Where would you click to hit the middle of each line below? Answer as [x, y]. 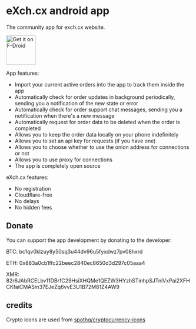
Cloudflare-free [34, 195]
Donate [20, 226]
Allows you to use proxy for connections [64, 159]
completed [28, 128]
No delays [27, 201]
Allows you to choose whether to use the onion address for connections [102, 147]
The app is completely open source [58, 165]
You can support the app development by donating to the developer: [89, 240]
